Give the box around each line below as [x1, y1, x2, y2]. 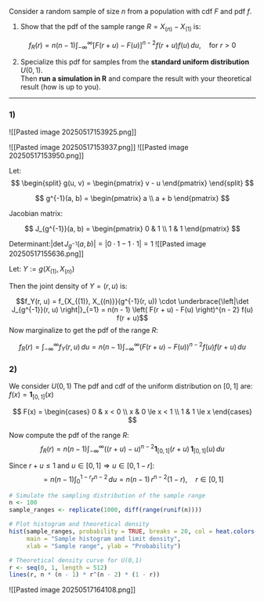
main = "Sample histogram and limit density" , [26, 535, 181, 542]
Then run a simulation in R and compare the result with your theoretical [20, 74, 251, 83]
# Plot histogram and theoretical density [9, 520, 150, 528]
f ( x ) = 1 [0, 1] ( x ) [9, 389, 54, 401]
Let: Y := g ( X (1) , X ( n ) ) [9, 265, 75, 275]
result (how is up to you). [20, 82, 101, 92]
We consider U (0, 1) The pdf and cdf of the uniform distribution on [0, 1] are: [9, 381, 253, 391]
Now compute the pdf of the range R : [9, 430, 129, 440]
